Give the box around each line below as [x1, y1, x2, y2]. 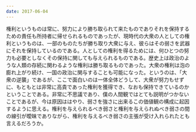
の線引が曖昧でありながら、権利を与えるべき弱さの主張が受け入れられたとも [6, 112, 190, 119]
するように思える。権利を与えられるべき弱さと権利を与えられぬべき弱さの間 [6, 105, 190, 112]
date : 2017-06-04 [6, 8, 48, 15]
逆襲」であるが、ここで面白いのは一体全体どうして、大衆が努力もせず [16, 76, 185, 83]
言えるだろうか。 [6, 120, 47, 127]
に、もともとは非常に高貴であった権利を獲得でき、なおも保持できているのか [6, 83, 190, 90]
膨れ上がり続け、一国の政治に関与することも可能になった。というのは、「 [6, 69, 183, 76]
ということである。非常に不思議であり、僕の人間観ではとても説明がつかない [6, 91, 190, 98]
